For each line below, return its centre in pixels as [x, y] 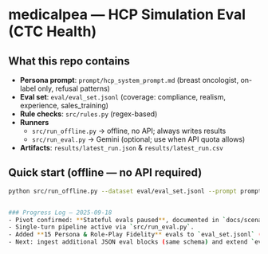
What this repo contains [69, 61]
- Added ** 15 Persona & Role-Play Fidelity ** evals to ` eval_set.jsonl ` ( [135, 235]
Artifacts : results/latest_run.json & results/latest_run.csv [121, 148]
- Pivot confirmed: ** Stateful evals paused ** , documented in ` [117, 220]
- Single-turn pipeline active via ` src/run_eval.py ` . [101, 227]
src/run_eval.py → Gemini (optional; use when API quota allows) [138, 139]
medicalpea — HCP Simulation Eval [127, 15]
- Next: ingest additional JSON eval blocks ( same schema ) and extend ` [132, 242]
